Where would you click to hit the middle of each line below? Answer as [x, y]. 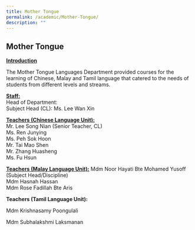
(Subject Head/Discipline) [37, 175]
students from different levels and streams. [58, 85]
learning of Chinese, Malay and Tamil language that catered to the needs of [98, 78]
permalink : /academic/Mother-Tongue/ [52, 17]
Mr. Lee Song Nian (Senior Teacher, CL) [54, 126]
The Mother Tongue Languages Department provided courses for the [90, 72]
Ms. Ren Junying [27, 133]
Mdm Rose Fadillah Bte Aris [39, 188]
